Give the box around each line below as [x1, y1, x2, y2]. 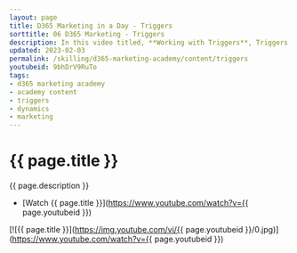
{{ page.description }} [9, 180, 90, 192]
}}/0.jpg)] [245, 224, 279, 235]
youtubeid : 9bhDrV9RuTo [9, 63, 98, 72]
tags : [9, 71, 29, 80]
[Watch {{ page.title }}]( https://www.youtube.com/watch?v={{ [21, 198, 249, 208]
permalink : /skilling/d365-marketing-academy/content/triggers [9, 54, 249, 63]
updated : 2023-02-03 [9, 46, 86, 55]
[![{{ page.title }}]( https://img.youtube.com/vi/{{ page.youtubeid [9, 224, 244, 235]
